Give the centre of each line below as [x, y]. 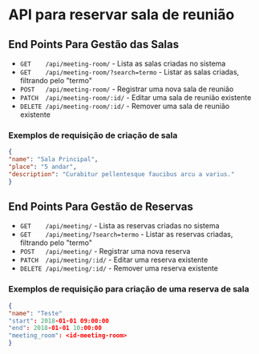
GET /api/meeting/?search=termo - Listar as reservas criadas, [126, 235]
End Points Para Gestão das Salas [93, 44]
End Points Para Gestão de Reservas [101, 207]
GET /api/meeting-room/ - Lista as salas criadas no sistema [123, 63]
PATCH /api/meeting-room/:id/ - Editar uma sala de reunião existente [136, 97]
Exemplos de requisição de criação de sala [93, 135]
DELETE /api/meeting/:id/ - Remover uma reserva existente [119, 268]
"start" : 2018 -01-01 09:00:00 [59, 321]
